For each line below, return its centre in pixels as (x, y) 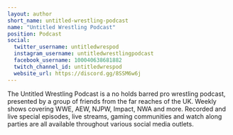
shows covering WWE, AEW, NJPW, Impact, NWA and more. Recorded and (116, 109)
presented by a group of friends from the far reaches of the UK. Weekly (112, 101)
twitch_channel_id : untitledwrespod (68, 67)
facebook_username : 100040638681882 (68, 60)
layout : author (30, 14)
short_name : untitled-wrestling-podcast (68, 21)
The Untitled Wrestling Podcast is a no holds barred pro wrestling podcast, (116, 94)
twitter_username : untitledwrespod (66, 47)
